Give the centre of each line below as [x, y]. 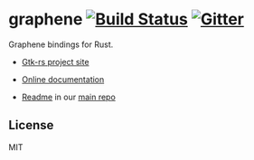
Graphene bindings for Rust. [61, 44]
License [31, 125]
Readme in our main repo [69, 97]
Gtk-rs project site [55, 61]
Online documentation [63, 79]
